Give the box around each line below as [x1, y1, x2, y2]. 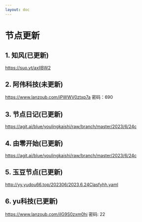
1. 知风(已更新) [5, 51, 49, 60]
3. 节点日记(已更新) [5, 110, 63, 119]
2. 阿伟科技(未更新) [5, 80, 63, 89]
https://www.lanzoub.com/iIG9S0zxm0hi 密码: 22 [5, 211, 106, 217]
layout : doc [5, 7, 30, 12]
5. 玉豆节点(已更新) [5, 168, 63, 177]
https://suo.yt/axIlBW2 [5, 65, 51, 71]
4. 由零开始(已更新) [5, 139, 63, 147]
